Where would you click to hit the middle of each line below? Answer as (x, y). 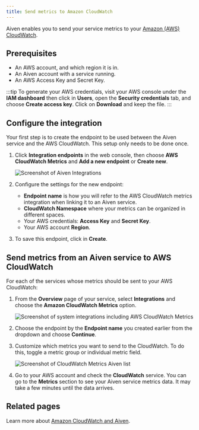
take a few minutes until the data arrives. (64, 388)
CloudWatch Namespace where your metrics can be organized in (105, 209)
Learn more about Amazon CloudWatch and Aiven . (68, 421)
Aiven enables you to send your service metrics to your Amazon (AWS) (93, 28)
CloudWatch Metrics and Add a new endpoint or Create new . (91, 161)
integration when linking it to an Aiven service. (80, 202)
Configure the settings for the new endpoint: (69, 184)
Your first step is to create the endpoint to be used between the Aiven (91, 138)
